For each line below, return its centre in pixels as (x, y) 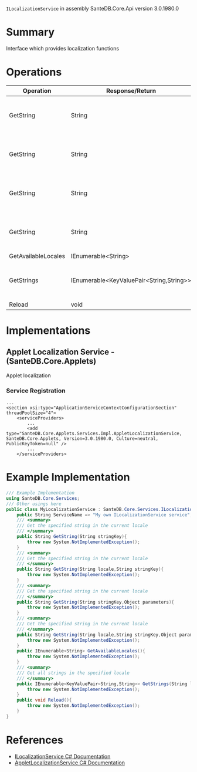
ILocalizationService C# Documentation (62, 756)
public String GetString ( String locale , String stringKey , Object (97, 635)
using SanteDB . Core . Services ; (43, 498)
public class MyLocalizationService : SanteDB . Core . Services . (84, 509)
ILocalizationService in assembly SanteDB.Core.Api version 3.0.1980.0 (93, 9)
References (35, 740)
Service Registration (36, 391)
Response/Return (131, 90)
